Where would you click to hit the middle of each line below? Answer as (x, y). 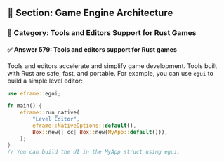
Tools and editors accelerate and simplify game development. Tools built (112, 66)
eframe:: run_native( (50, 113)
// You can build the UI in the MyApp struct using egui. (94, 151)
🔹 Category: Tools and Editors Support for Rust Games (102, 33)
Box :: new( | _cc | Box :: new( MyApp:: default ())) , (100, 132)
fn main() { (25, 106)
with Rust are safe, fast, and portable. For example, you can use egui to (111, 73)
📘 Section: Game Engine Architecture (90, 13)
